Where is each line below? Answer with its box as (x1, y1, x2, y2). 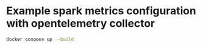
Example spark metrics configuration (6, 4, 197, 18)
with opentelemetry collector (6, 17, 155, 30)
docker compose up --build (6, 36, 74, 42)
